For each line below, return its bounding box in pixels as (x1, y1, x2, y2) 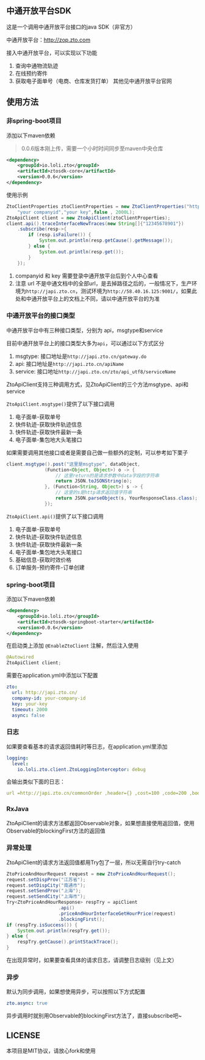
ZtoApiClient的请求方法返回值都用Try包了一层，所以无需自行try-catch (6, 859, 181, 866)
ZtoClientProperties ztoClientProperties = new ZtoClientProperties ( (6, 203, 187, 209)
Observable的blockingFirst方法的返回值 (6, 827, 106, 834)
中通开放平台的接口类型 (6, 312, 75, 320)
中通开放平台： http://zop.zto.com (6, 36, 90, 43)
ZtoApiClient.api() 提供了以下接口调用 (6, 512, 104, 520)
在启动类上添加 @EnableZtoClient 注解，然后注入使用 (6, 642, 139, 650)
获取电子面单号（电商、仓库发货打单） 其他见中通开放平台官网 (15, 77, 172, 84)
